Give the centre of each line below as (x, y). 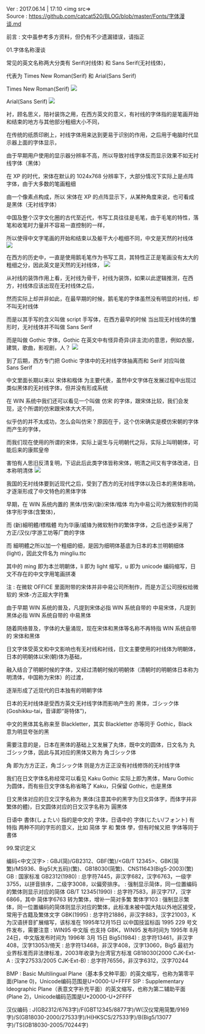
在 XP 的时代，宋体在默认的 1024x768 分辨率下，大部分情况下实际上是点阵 (100, 176)
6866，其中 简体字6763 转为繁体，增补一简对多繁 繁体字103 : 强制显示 (95, 899)
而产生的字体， (25, 429)
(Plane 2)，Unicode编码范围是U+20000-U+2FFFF (69, 997)
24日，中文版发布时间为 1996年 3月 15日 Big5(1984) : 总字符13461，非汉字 (100, 938)
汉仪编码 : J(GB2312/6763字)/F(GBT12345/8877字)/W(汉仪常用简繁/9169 (98, 1009)
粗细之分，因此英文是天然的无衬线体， (54, 265)
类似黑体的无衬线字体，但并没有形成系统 (57, 388)
